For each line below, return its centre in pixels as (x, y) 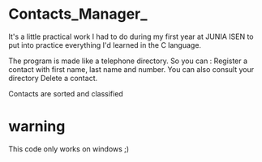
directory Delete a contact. (53, 78)
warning (37, 127)
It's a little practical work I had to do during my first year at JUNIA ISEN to (131, 36)
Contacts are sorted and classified (66, 93)
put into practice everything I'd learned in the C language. (105, 45)
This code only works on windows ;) (69, 149)
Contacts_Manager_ (78, 14)
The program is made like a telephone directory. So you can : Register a (128, 61)
